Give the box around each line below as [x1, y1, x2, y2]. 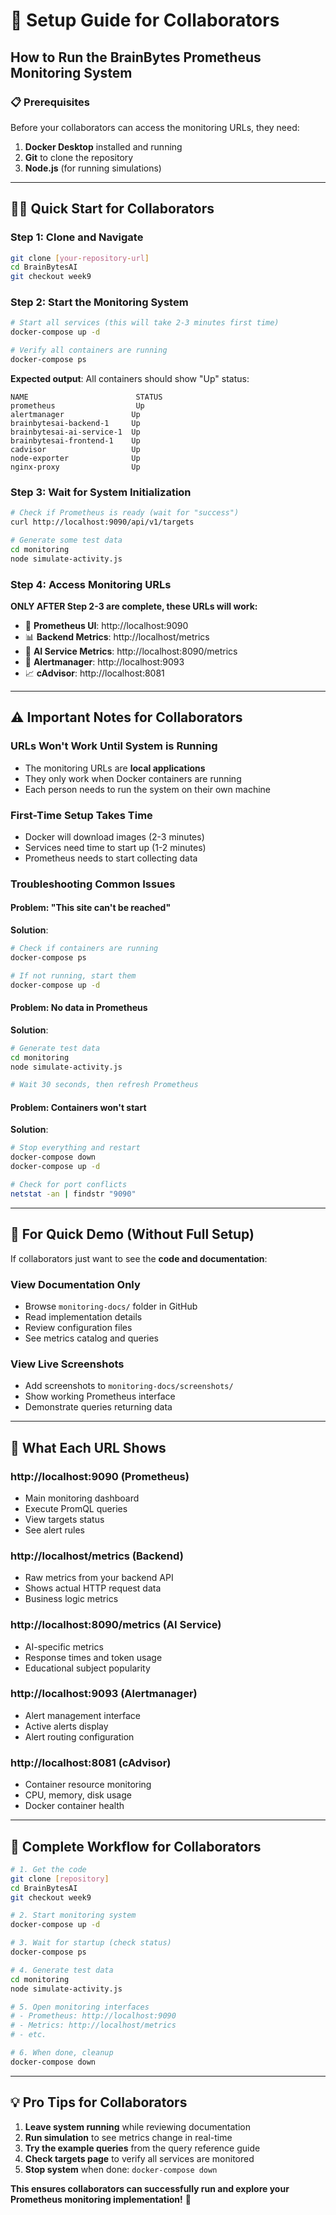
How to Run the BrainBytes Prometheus [10, 49, 262, 66]
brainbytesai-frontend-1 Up [10, 435, 141, 446]
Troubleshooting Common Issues [10, 877, 176, 891]
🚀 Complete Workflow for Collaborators [10, 1838, 262, 1855]
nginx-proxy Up [10, 462, 141, 472]
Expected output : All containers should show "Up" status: [10, 372, 250, 384]
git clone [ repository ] [10, 1874, 110, 1884]
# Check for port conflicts [10, 1180, 128, 1190]
